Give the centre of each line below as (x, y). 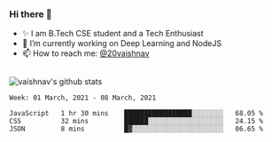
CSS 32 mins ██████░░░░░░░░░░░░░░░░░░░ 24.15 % (136, 122)
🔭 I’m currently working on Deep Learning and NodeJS (122, 43)
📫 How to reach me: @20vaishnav (85, 53)
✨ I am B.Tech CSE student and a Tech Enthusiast (113, 34)
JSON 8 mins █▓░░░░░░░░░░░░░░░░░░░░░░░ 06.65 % (136, 129)
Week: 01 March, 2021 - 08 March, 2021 (83, 98)
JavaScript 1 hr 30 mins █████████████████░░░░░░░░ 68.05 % (136, 114)
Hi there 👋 (31, 14)
